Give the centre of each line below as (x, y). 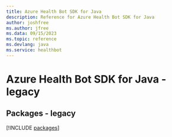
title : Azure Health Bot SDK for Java (54, 12)
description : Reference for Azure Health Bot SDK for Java (80, 17)
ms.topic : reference (32, 39)
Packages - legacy (41, 114)
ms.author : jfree (27, 28)
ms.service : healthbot (34, 50)
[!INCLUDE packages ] (33, 128)
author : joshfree (27, 22)
